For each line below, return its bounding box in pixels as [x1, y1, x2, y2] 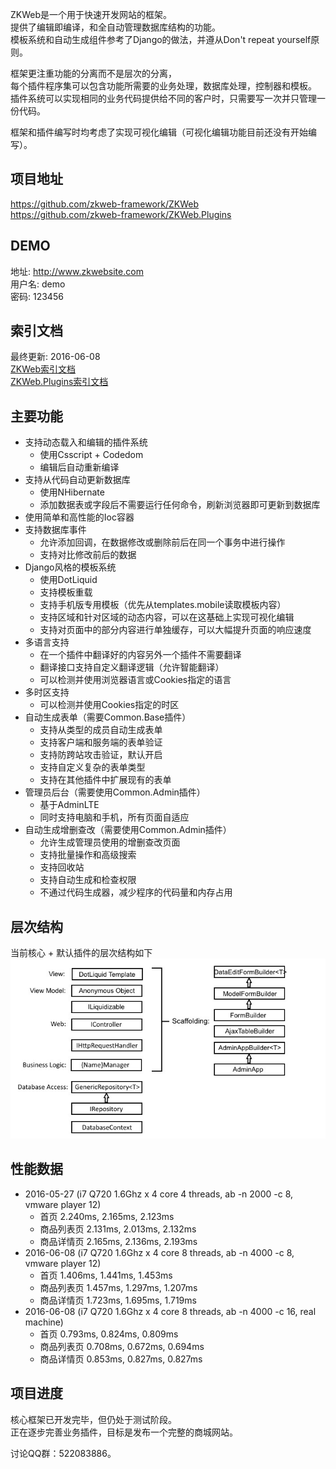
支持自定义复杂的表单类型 [39, 761, 146, 773]
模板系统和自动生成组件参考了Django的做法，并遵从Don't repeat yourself [10, 34, 312, 45]
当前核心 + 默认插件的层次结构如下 [10, 947, 153, 959]
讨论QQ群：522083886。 [10, 1447, 117, 1459]
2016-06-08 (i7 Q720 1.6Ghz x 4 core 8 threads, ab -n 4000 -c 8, [24, 1246, 295, 1258]
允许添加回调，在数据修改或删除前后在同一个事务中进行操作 [39, 536, 286, 548]
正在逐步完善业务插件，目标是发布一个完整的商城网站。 [10, 1426, 238, 1438]
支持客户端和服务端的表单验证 [39, 736, 163, 748]
